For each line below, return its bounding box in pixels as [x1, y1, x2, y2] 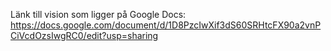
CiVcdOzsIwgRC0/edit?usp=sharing [10, 30, 159, 41]
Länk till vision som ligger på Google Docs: [10, 9, 187, 20]
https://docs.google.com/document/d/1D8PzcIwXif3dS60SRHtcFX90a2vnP [10, 19, 322, 31]
